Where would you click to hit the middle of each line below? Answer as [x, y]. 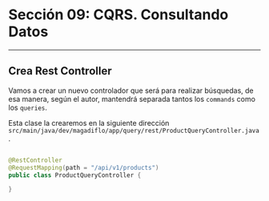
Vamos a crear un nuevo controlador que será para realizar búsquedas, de [131, 90]
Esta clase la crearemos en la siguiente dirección [89, 123]
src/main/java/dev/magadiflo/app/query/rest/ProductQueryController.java [134, 131]
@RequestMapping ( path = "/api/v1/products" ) [84, 167]
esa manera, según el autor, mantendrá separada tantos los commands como [132, 98]
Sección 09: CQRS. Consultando [118, 15]
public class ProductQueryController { [75, 175]
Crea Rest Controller [60, 71]
